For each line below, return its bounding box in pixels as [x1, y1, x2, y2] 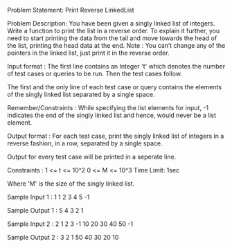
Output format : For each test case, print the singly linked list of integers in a [7, 132, 224, 140]
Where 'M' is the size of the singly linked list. [7, 179, 135, 188]
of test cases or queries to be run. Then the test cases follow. [7, 69, 182, 78]
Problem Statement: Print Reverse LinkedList [7, 6, 134, 14]
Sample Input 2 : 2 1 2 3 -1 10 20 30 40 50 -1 [7, 220, 134, 228]
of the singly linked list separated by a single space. [7, 90, 155, 98]
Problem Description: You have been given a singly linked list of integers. [7, 19, 215, 27]
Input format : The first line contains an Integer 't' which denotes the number [7, 62, 226, 70]
